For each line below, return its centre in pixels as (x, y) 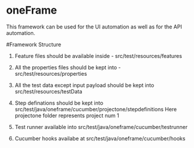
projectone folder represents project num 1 (67, 115)
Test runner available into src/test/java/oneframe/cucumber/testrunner (101, 127)
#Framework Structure (34, 44)
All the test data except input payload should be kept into (84, 85)
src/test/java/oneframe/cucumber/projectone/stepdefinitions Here (96, 109)
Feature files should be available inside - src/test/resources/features (98, 56)
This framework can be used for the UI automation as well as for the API (94, 27)
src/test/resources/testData (48, 91)
